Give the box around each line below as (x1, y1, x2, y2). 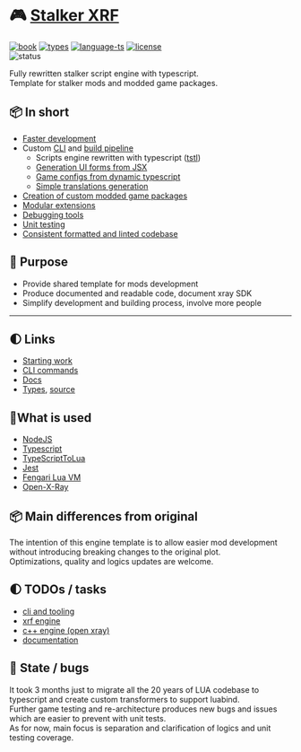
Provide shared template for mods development (21, 278, 199, 289)
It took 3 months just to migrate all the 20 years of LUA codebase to (9, 684, 260, 695)
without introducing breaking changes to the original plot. (9, 547, 221, 557)
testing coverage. (9, 731, 74, 743)
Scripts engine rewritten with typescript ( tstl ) (35, 152, 202, 162)
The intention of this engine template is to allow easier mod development (9, 538, 278, 547)
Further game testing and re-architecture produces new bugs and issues (9, 704, 278, 714)
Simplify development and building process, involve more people (21, 297, 262, 308)
